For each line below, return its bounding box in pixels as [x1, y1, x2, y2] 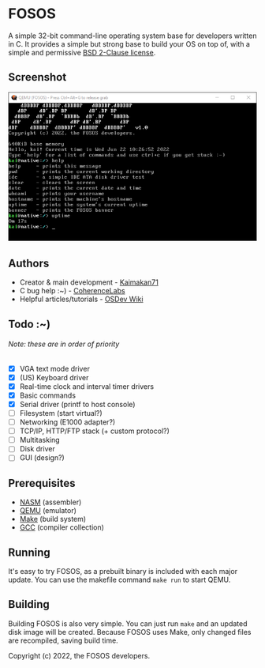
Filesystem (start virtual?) [19, 409, 103, 418]
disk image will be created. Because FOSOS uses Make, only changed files [8, 627, 252, 636]
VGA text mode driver [19, 364, 91, 373]
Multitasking [19, 436, 61, 445]
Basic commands [19, 391, 77, 400]
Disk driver [19, 444, 55, 454]
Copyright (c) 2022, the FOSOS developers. [8, 651, 151, 660]
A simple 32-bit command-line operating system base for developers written [8, 31, 257, 40]
